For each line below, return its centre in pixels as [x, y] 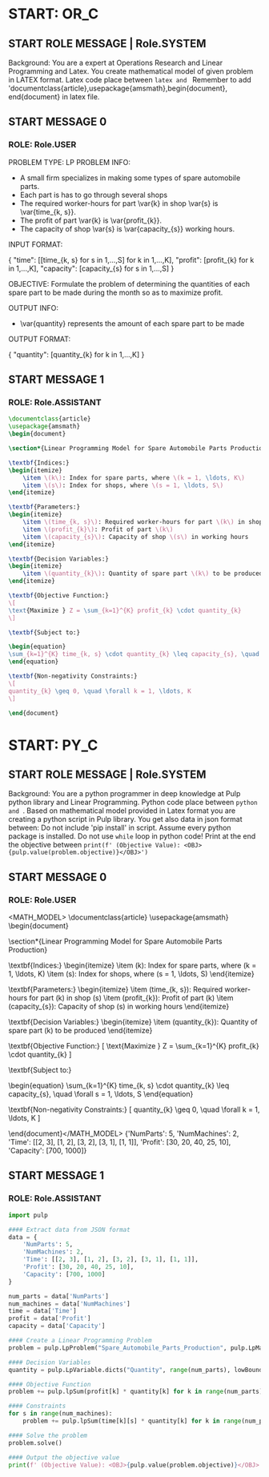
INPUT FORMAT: [36, 244]
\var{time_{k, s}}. [48, 211]
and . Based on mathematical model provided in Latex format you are [122, 811]
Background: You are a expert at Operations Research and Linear [115, 62]
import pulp [28, 1215]
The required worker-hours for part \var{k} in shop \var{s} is [119, 203]
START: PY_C [53, 745]
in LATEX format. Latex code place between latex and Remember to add [130, 80]
